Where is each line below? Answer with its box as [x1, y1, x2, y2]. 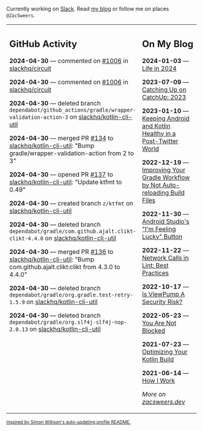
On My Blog [141, 38, 194, 50]
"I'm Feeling [141, 224, 176, 233]
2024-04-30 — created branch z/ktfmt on [9, 199, 134, 207]
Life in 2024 [141, 64, 177, 72]
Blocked [141, 326, 166, 335]
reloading [141, 188, 169, 196]
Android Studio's [141, 217, 190, 226]
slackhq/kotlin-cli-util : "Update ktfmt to [9, 178, 122, 186]
